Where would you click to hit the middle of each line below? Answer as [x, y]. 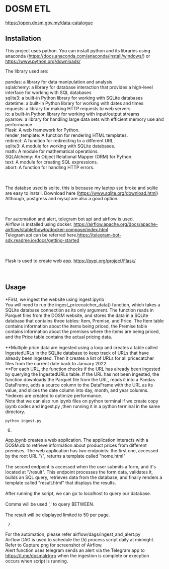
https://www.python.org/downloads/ [43, 61]
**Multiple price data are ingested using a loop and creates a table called [81, 347]
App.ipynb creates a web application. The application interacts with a [77, 440]
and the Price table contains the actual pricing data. [59, 337]
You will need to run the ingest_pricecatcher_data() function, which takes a [83, 304]
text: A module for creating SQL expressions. [52, 162]
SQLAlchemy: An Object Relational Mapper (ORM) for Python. [69, 156]
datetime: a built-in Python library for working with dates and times [74, 103]
